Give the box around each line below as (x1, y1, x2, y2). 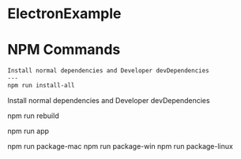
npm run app (7, 126, 49, 135)
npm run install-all (7, 81, 76, 89)
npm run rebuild (7, 111, 60, 120)
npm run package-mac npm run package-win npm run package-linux (7, 141, 234, 150)
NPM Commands (7, 41, 121, 59)
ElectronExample (7, 5, 122, 23)
